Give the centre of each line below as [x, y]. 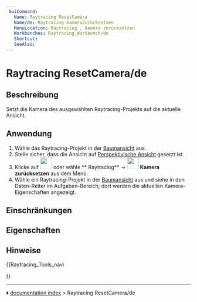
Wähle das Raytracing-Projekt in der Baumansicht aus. [80, 148]
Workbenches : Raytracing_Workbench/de [61, 33]
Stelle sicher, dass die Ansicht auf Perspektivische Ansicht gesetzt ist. [99, 154]
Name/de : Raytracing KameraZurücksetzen [64, 22]
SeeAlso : [24, 45]
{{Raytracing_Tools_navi [35, 264]
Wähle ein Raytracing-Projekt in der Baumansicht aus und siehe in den [99, 179]
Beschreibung [32, 95]
